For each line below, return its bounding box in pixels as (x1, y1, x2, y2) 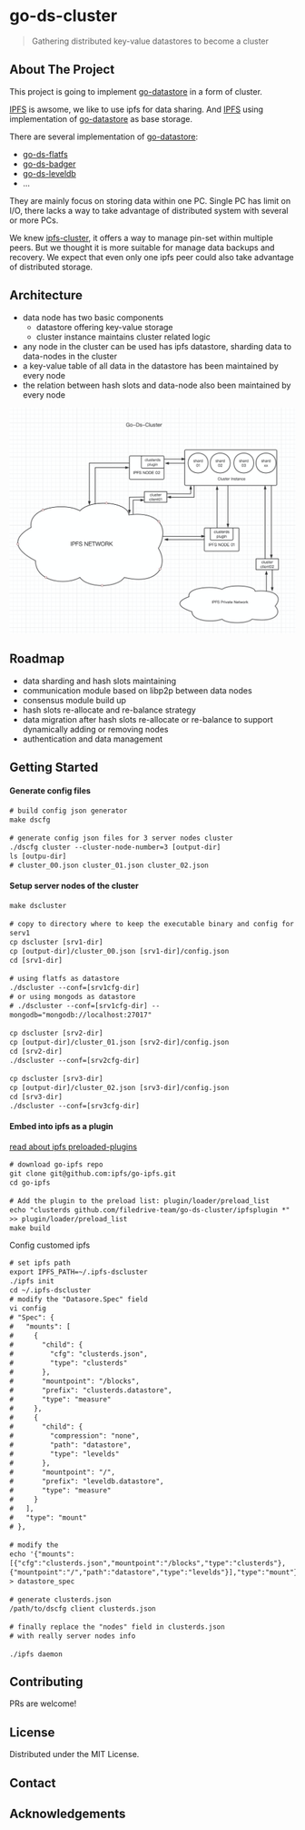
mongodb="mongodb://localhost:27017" (9, 1011, 152, 1020)
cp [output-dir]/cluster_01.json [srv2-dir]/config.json (9, 1038, 230, 1047)
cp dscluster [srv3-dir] (9, 1075, 103, 1084)
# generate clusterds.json (9, 1594, 112, 1604)
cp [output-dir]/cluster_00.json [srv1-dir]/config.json (9, 947, 230, 956)
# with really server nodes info (9, 1631, 136, 1641)
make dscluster (9, 902, 67, 911)
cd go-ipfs (9, 1178, 51, 1188)
